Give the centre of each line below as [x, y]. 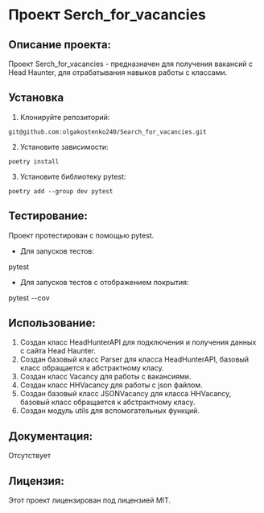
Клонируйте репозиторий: [65, 117]
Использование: [52, 323]
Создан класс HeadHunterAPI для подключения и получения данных [138, 342]
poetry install [34, 161]
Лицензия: [36, 481]
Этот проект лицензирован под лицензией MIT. [90, 500]
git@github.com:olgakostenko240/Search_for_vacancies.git [107, 132]
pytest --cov [29, 298]
